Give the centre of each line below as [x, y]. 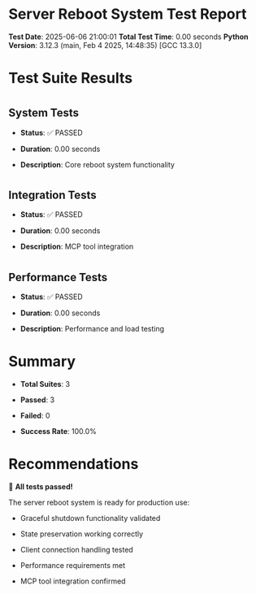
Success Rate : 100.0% [59, 431]
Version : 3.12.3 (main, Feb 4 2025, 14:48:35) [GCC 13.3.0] [105, 45]
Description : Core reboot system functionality [97, 164]
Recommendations [74, 464]
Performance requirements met [73, 565]
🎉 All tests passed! [41, 486]
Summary [42, 362]
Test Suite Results [70, 78]
